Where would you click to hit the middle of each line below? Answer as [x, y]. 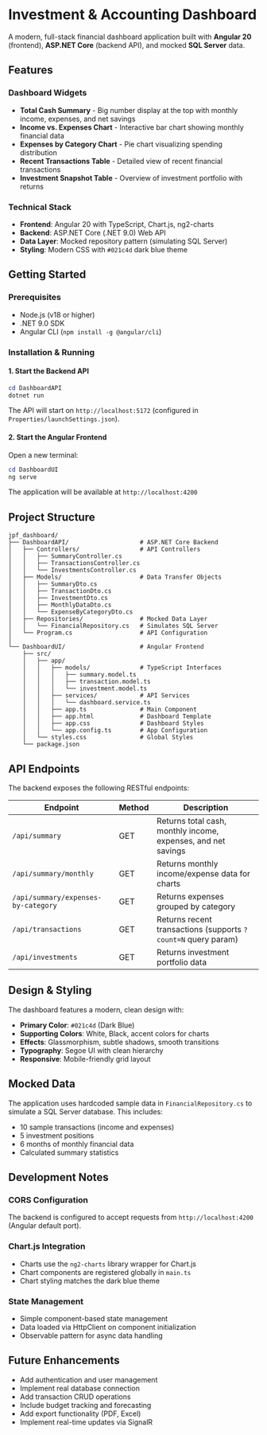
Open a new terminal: [43, 454]
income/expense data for [203, 874]
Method [134, 808]
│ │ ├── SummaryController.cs [66, 556]
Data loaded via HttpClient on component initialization [108, 1327]
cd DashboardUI [33, 470]
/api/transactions [47, 930]
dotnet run [26, 396]
